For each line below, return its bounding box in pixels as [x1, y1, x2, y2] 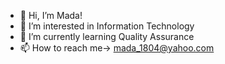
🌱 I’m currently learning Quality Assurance [19, 31, 195, 42]
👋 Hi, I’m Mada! [19, 10, 83, 21]
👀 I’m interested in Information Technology [19, 20, 195, 32]
